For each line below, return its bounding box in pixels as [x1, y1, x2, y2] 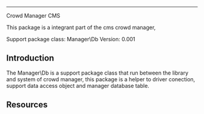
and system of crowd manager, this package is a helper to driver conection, [6, 75, 195, 82]
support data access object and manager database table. [6, 82, 150, 89]
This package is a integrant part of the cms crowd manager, [6, 24, 156, 31]
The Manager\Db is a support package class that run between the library [6, 69, 189, 76]
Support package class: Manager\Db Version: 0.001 [6, 36, 135, 42]
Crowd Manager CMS [6, 12, 61, 19]
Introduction [6, 53, 55, 64]
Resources [6, 99, 48, 110]
